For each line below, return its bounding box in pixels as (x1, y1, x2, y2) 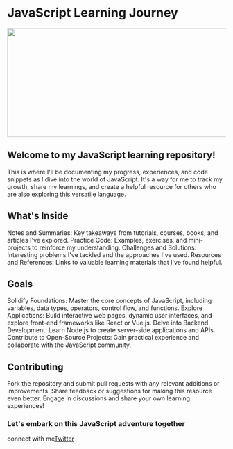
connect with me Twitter (7, 434, 75, 443)
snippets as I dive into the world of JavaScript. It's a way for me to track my (7, 175, 223, 183)
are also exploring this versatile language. (7, 190, 126, 198)
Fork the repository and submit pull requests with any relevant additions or (7, 379, 220, 388)
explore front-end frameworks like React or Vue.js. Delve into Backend (7, 318, 209, 327)
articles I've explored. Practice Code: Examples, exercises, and (7, 236, 187, 244)
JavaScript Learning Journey (7, 5, 178, 21)
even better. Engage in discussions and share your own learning (7, 394, 191, 402)
